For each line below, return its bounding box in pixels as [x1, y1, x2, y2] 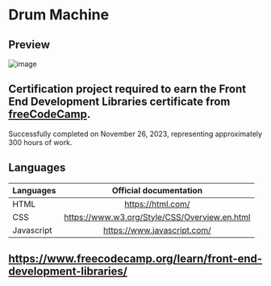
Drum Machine [8, 6, 110, 24]
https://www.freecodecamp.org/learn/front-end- [8, 252, 263, 266]
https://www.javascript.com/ [103, 224, 211, 235]
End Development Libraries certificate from [8, 95, 231, 109]
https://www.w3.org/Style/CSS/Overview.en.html [64, 211, 251, 222]
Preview [8, 38, 51, 52]
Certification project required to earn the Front [8, 82, 247, 96]
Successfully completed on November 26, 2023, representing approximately [8, 129, 263, 139]
